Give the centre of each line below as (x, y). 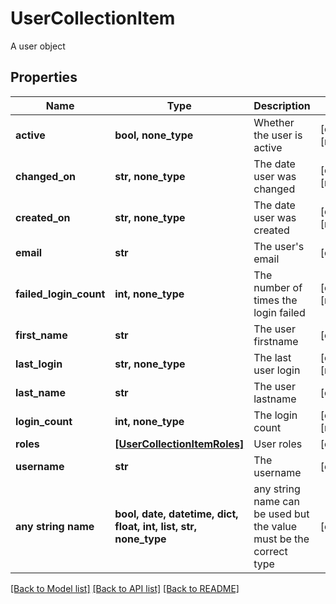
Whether (274, 122)
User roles (278, 444)
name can (277, 501)
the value (275, 526)
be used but (281, 514)
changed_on (46, 176)
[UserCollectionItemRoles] (179, 444)
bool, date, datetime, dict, (176, 514)
